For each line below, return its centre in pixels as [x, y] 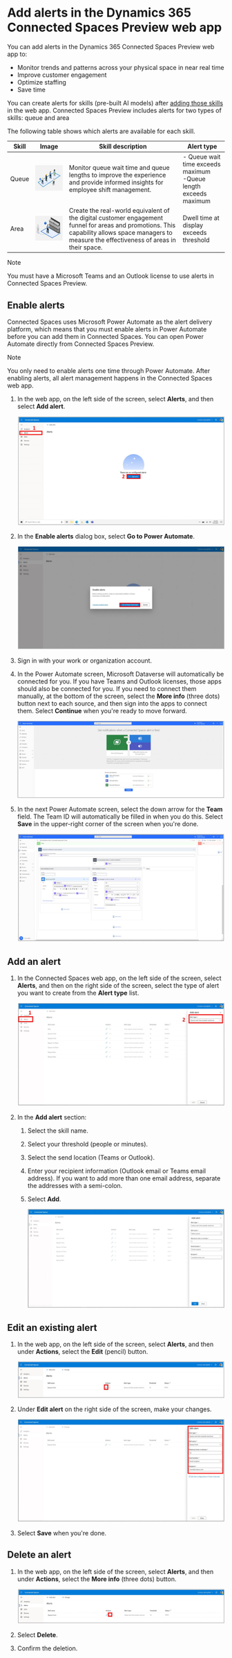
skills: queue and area [38, 117]
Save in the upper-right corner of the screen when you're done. [108, 824]
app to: [17, 54]
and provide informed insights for [116, 182]
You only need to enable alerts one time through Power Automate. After [109, 371]
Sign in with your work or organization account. [85, 661]
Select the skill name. [58, 1131]
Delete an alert [39, 1555]
